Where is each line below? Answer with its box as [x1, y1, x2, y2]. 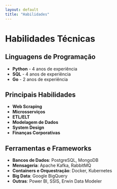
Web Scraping [12, 104, 42, 110]
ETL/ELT [12, 114, 30, 120]
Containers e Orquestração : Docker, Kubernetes [12, 168, 113, 174]
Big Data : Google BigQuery [12, 173, 68, 179]
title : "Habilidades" [5, 12, 50, 17]
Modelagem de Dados [12, 119, 58, 125]
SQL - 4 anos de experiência [12, 71, 71, 77]
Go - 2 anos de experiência [12, 76, 68, 82]
